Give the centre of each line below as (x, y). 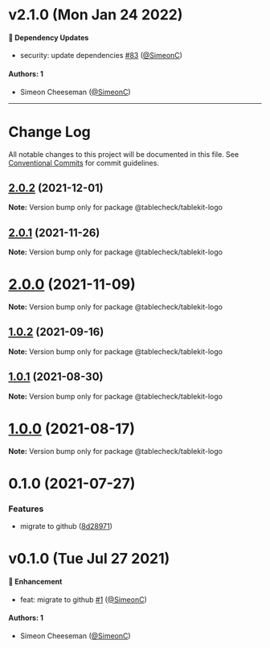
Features (26, 509)
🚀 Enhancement (35, 581)
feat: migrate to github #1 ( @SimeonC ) (83, 599)
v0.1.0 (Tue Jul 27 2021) (89, 559)
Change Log (49, 132)
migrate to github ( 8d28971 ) (66, 526)
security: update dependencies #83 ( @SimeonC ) (101, 56)
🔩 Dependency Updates (49, 37)
